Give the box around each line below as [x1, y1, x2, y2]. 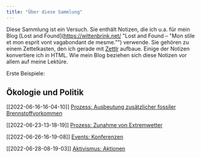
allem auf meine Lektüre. [6, 58, 69, 65]
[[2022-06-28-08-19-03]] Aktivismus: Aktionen [6, 145, 126, 153]
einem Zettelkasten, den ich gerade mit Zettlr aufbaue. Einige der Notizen [6, 45, 190, 52]
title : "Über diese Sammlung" [6, 9, 83, 15]
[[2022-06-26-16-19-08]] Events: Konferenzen [6, 133, 123, 140]
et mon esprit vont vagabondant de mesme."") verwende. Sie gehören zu [6, 38, 189, 46]
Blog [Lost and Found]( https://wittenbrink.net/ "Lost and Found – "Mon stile [6, 32, 196, 39]
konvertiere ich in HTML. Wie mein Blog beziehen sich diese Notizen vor [6, 51, 187, 58]
